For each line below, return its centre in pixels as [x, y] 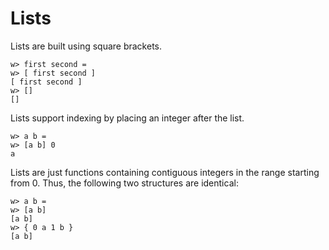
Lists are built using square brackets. [86, 46]
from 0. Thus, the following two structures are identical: [124, 183]
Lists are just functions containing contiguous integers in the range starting [165, 172]
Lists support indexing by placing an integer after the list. [127, 118]
